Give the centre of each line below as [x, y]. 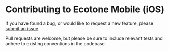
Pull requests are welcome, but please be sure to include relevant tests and [84, 38]
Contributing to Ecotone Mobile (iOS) [85, 9]
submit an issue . [22, 28]
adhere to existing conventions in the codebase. [56, 43]
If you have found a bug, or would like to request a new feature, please [79, 23]
